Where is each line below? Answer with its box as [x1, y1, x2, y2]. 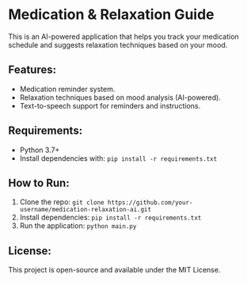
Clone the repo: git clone [19, 197, 104, 207]
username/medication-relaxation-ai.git [19, 206, 152, 214]
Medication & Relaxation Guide [8, 6, 215, 24]
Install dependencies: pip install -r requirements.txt [19, 212, 202, 223]
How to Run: [8, 176, 70, 189]
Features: [8, 63, 57, 77]
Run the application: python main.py [19, 221, 137, 231]
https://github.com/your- [107, 199, 193, 207]
